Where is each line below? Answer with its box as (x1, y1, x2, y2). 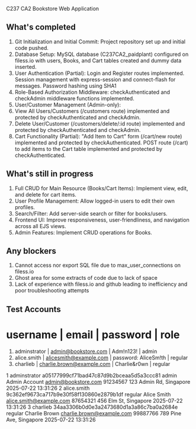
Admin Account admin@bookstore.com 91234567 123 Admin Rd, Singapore (6, 378, 191, 385)
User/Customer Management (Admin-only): (14, 101, 121, 108)
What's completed (6, 22, 76, 32)
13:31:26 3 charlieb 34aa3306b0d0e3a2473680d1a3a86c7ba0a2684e (6, 403, 178, 411)
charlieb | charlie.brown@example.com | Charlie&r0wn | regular (14, 360, 171, 367)
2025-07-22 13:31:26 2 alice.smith (6, 384, 90, 392)
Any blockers (6, 246, 56, 256)
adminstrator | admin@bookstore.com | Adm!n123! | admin (14, 348, 158, 355)
